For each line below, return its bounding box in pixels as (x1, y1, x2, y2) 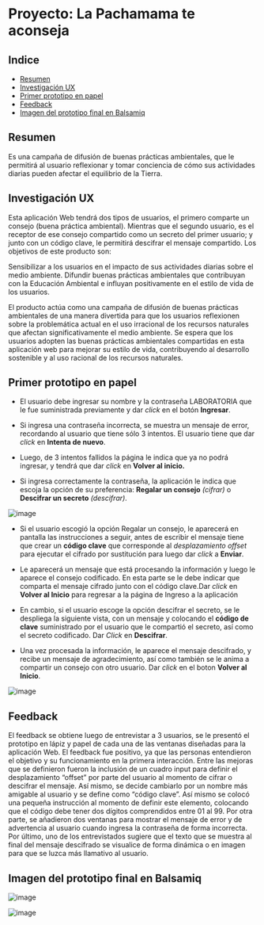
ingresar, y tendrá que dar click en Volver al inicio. (19, 461, 186, 471)
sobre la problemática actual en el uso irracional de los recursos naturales (8, 319, 249, 329)
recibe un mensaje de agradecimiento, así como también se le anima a (19, 655, 250, 664)
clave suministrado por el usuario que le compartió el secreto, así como (19, 622, 254, 632)
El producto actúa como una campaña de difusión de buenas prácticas (8, 302, 239, 312)
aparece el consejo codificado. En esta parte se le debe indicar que (19, 573, 240, 583)
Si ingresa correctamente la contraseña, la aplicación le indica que (19, 476, 237, 486)
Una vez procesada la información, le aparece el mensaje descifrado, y (19, 646, 251, 656)
